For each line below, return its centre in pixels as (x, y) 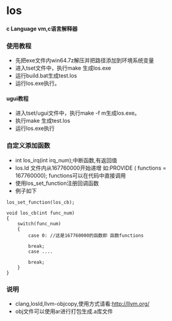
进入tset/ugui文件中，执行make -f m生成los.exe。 (77, 113)
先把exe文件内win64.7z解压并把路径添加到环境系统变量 (84, 60)
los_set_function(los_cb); (41, 202)
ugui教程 (18, 98)
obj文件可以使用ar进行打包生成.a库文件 (64, 311)
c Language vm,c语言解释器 (42, 29)
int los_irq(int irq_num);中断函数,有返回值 (66, 160)
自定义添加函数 (28, 146)
